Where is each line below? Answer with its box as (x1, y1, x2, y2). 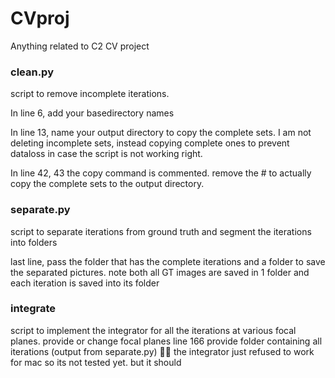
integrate (10, 302, 57, 316)
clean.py (10, 65, 54, 79)
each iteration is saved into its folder (10, 277, 160, 289)
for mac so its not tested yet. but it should (10, 356, 182, 368)
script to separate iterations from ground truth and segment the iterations (10, 225, 312, 237)
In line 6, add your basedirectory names (10, 107, 175, 119)
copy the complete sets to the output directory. (10, 178, 205, 190)
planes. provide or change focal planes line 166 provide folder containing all (10, 335, 323, 347)
